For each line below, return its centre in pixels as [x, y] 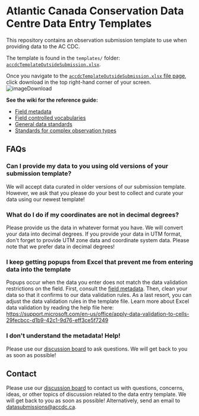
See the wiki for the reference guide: [52, 100]
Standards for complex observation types [66, 130]
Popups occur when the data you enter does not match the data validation [97, 282]
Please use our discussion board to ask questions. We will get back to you [97, 349]
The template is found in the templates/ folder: [63, 58]
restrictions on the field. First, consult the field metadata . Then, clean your [97, 289]
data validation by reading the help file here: [60, 308]
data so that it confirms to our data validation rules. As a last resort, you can [99, 295]
